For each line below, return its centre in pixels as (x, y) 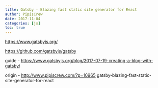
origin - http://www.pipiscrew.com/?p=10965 (50, 75)
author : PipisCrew (24, 14)
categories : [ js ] (23, 23)
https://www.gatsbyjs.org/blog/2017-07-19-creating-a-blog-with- (87, 61)
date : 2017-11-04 (23, 19)
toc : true (15, 28)
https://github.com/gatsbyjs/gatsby (41, 51)
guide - (13, 61)
